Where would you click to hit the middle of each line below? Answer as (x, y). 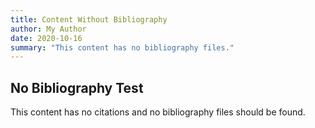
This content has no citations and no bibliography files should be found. (158, 112)
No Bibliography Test (77, 87)
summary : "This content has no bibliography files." (122, 47)
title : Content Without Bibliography (89, 19)
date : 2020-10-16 (46, 38)
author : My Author (48, 29)
